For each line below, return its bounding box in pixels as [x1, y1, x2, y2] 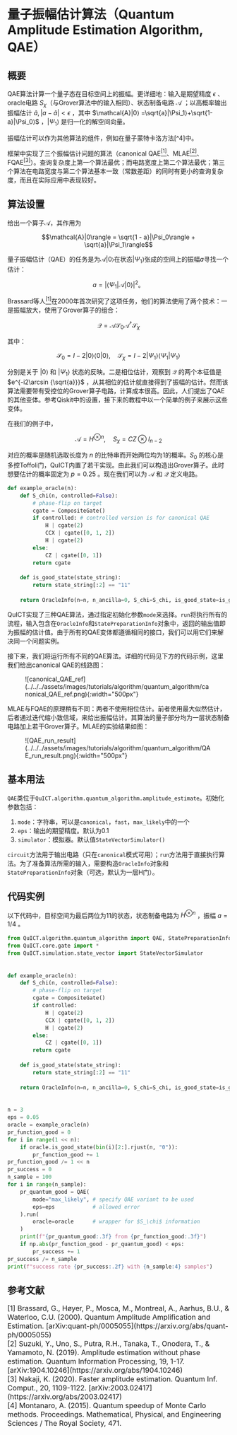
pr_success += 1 [32, 1248, 80, 1255]
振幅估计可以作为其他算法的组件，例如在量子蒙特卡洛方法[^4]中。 [7, 134, 198, 142]
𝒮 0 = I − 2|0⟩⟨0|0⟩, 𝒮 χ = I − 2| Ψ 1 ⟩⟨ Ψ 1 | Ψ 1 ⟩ [56, 352, 181, 361]
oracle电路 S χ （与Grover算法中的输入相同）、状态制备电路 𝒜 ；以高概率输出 [7, 98, 227, 108]
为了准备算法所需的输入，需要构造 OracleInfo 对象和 [19, 859, 169, 867]
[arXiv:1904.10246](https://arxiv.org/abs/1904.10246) [7, 1366, 183, 1376]
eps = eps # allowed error [32, 1203, 140, 1210]
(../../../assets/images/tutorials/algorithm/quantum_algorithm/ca [25, 682, 209, 690]
